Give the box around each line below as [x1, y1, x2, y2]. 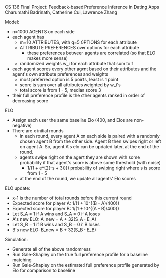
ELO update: [5, 185, 31, 191]
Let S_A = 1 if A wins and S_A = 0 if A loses [12, 211, 100, 217]
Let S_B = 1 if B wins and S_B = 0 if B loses [12, 222, 100, 227]
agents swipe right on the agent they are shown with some [19, 154, 140, 160]
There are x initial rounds [12, 128, 64, 134]
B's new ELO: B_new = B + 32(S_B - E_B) [12, 227, 96, 233]
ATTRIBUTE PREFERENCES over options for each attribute [19, 45, 139, 50]
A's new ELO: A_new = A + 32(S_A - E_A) [12, 216, 97, 222]
